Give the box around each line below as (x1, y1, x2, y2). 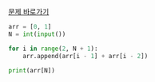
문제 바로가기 (8, 7, 50, 16)
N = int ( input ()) (8, 30, 66, 38)
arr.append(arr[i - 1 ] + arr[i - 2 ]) (22, 52, 149, 60)
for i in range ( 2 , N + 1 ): (8, 45, 98, 53)
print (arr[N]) (8, 66, 56, 74)
